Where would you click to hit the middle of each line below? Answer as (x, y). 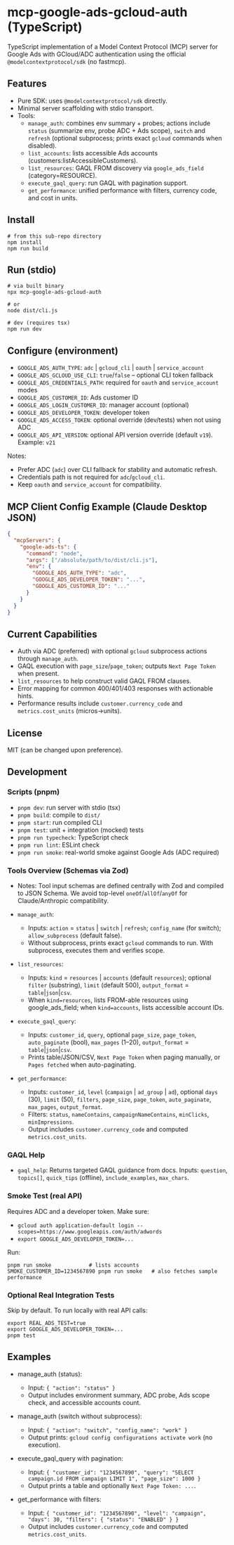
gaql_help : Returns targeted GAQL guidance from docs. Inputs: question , (122, 1170)
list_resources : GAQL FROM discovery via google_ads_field (116, 168)
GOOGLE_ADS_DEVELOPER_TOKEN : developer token (83, 413)
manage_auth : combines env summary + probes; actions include (119, 123)
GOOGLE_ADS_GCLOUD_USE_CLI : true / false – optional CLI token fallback (115, 375)
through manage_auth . (48, 659)
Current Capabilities (52, 634)
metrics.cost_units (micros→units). (69, 711)
